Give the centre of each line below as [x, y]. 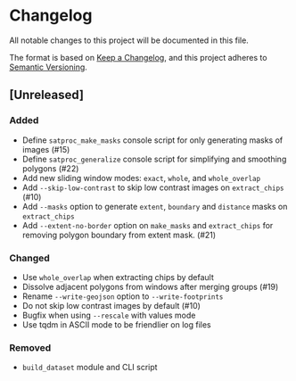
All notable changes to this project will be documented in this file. [129, 40]
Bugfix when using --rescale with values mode [109, 315]
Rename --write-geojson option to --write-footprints [123, 296]
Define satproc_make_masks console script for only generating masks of [152, 140]
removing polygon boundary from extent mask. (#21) [119, 235]
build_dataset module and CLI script [90, 368]
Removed [30, 347]
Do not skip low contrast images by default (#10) [111, 305]
